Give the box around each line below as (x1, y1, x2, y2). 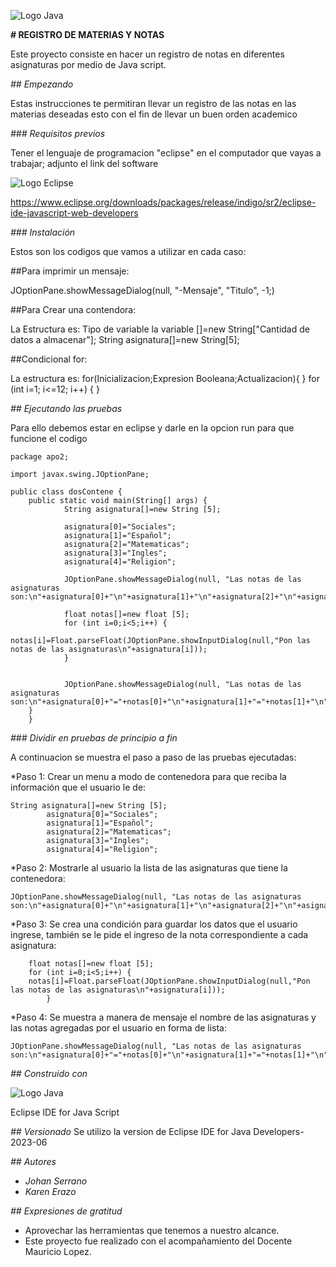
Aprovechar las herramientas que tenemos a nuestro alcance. (24, 1225, 280, 1236)
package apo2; (10, 452, 70, 462)
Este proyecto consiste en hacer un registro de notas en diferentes (10, 48, 285, 60)
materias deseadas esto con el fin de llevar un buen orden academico (10, 108, 298, 120)
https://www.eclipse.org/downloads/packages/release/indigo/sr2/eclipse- (10, 196, 317, 208)
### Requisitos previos (10, 128, 106, 139)
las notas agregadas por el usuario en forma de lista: (10, 1022, 228, 1034)
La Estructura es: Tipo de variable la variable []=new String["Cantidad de (10, 323, 310, 335)
